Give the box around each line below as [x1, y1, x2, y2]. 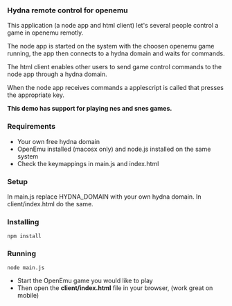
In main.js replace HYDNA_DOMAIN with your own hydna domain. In [7, 192, 202, 201]
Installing [7, 217, 39, 226]
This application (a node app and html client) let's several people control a [7, 21, 219, 30]
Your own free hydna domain [17, 137, 100, 145]
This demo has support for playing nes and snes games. [7, 105, 172, 113]
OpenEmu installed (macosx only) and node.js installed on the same [17, 145, 211, 153]
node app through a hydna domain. [7, 70, 107, 78]
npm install [7, 233, 42, 240]
